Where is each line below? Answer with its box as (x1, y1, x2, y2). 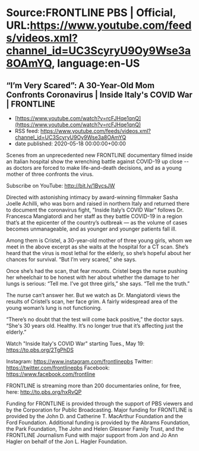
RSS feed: (14, 127, 40, 134)
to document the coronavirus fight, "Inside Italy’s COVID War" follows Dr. (6, 206, 184, 213)
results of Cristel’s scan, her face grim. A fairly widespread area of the (6, 298, 178, 305)
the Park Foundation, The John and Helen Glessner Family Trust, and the (6, 425, 184, 432)
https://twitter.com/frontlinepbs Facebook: (6, 364, 110, 371)
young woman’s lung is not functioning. (6, 304, 102, 311)
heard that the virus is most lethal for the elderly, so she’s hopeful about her (6, 250, 191, 256)
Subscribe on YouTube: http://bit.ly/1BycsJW (6, 182, 115, 189)
